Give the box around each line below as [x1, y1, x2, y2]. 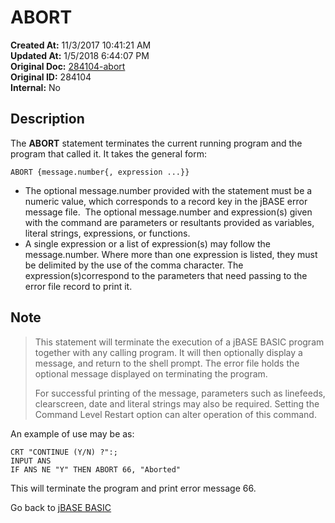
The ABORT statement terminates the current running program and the [10, 137, 303, 149]
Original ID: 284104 [10, 71, 92, 83]
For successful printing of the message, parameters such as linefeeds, [34, 387, 326, 399]
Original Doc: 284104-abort [10, 60, 126, 72]
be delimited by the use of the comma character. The [24, 259, 244, 271]
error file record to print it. [24, 280, 133, 292]
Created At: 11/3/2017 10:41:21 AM [10, 39, 152, 51]
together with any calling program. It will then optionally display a [34, 346, 303, 358]
